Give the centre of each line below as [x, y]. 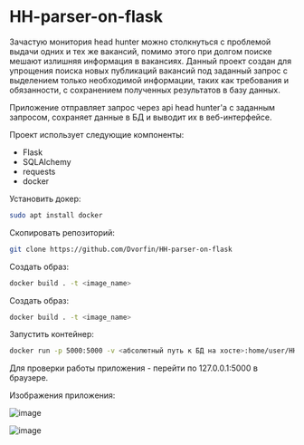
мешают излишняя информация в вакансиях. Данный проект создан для [151, 61]
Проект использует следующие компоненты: [97, 134]
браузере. [29, 378]
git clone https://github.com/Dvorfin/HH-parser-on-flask [121, 249]
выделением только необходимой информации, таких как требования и [149, 80]
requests [39, 171]
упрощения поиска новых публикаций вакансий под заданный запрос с [148, 71]
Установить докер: [45, 198]
